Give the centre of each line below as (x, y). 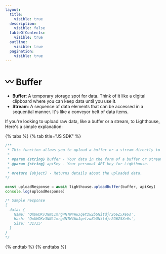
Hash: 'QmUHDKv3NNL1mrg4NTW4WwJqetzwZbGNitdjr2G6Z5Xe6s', (75, 219)
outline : (19, 42)
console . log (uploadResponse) (35, 191)
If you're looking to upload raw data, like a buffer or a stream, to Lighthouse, (83, 122)
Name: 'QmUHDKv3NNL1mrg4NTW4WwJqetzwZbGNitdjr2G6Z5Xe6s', (75, 214)
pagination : (22, 51)
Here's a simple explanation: (34, 127)
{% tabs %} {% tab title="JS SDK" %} (43, 136)
